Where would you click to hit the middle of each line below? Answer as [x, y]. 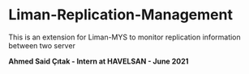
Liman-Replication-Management [121, 15]
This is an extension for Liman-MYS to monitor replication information [124, 37]
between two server [42, 45]
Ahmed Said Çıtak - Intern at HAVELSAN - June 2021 [99, 61]
